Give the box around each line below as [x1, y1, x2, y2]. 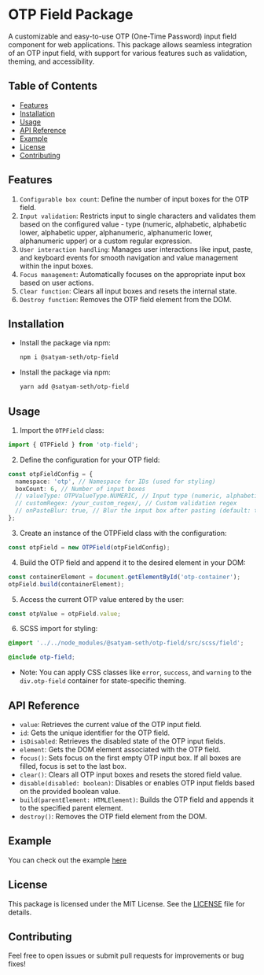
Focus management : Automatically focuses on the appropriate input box [19, 269, 246, 279]
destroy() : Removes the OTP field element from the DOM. [19, 812, 207, 821]
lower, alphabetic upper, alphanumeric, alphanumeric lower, [19, 227, 214, 237]
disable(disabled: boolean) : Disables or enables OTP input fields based [19, 778, 255, 788]
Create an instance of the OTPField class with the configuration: [19, 528, 227, 537]
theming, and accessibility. [8, 57, 95, 66]
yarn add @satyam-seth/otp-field [19, 383, 130, 391]
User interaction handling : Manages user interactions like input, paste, [19, 244, 253, 253]
